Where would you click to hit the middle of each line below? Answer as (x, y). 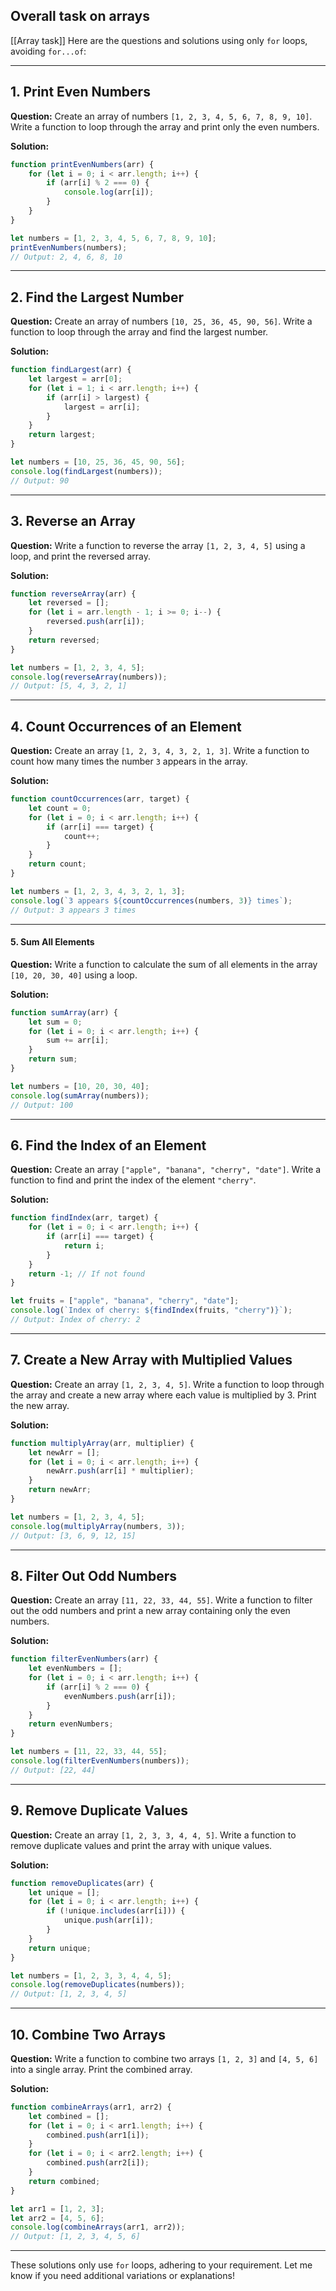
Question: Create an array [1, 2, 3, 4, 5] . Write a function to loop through (167, 1384)
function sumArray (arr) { (64, 1012)
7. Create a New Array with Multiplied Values (151, 1360)
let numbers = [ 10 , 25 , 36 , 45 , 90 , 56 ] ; (98, 462)
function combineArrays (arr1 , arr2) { (91, 2107)
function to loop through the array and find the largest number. (139, 332)
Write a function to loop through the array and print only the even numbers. (165, 126)
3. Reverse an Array (73, 521)
